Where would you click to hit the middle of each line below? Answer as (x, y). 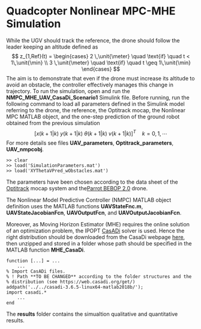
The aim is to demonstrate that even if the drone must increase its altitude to (100, 78)
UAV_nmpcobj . (25, 149)
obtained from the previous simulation (53, 123)
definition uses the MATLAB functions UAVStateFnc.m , (75, 206)
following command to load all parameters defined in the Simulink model (95, 104)
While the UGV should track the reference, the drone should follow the (93, 40)
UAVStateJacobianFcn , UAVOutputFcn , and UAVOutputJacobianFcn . (94, 213)
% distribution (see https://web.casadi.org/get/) (71, 282)
